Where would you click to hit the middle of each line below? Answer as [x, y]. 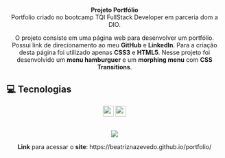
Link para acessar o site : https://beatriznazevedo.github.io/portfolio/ [115, 147]
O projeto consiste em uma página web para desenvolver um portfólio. [115, 38]
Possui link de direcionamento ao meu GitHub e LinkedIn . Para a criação [115, 45]
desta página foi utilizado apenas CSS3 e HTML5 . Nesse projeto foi [115, 52]
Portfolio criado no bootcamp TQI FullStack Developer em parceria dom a [115, 17]
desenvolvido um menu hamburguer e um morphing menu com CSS [115, 60]
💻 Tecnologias [39, 90]
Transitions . [115, 67]
